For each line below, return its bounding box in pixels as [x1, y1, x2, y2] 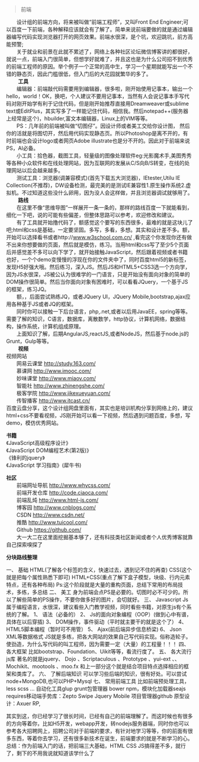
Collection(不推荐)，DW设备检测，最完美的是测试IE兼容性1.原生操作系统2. [6, 182, 186, 189]
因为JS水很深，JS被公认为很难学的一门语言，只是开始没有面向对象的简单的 [6, 271, 190, 278]
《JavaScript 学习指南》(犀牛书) [6, 461, 82, 469]
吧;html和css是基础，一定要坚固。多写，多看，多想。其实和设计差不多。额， [6, 226, 193, 233]
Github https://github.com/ [16, 526, 82, 533]
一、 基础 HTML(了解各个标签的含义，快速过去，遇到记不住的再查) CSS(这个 [6, 567, 192, 573]
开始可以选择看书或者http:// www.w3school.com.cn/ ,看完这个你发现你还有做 [6, 234, 192, 241]
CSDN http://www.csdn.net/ [16, 511, 85, 518]
